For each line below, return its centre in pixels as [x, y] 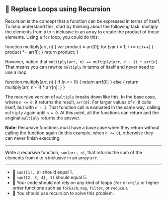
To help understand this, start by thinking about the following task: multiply [82, 26]
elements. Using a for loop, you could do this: [52, 37]
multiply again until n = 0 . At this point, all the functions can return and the [82, 112]
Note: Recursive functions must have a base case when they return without [83, 127]
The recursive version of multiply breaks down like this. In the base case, [81, 97]
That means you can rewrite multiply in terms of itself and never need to [80, 67]
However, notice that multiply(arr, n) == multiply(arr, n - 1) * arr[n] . [82, 61]
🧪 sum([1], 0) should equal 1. [42, 172]
